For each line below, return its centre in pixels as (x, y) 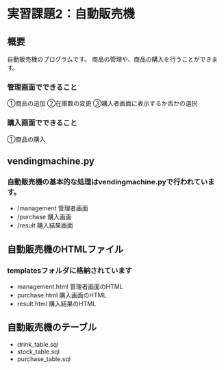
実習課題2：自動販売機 (71, 14)
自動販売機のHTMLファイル (65, 249)
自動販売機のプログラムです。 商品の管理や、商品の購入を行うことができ (110, 59)
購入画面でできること (42, 123)
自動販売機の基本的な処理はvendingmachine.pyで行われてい (108, 182)
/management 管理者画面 (53, 208)
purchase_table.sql (43, 359)
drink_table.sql (38, 344)
